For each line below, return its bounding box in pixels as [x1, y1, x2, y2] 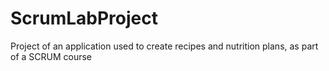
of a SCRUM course [10, 50, 93, 62]
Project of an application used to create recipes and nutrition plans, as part [10, 40, 319, 52]
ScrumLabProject [10, 7, 158, 30]
